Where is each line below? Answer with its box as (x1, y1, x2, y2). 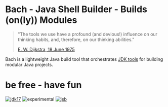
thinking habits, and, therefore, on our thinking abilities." (17, 37, 135, 43)
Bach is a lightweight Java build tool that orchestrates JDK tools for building (5, 56, 163, 62)
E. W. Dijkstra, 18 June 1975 (17, 46, 75, 52)
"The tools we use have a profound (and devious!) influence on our (17, 31, 158, 37)
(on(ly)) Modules (5, 14, 77, 26)
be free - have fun (5, 80, 82, 91)
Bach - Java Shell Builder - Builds (5, 4, 148, 15)
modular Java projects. (5, 61, 53, 67)
